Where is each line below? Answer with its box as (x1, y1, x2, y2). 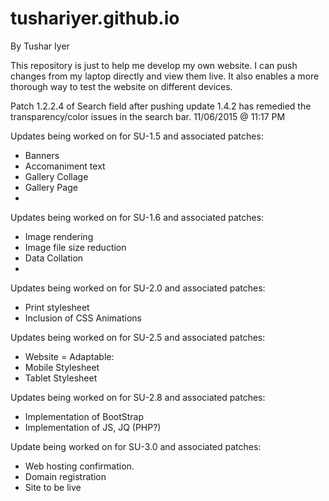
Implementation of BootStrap (24, 410, 145, 422)
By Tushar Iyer (10, 40, 70, 52)
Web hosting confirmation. (24, 460, 135, 472)
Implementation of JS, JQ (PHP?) (24, 421, 162, 433)
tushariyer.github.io (10, 7, 180, 30)
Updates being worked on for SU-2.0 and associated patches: (10, 282, 266, 294)
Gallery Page (24, 181, 78, 193)
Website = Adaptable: (24, 350, 115, 362)
